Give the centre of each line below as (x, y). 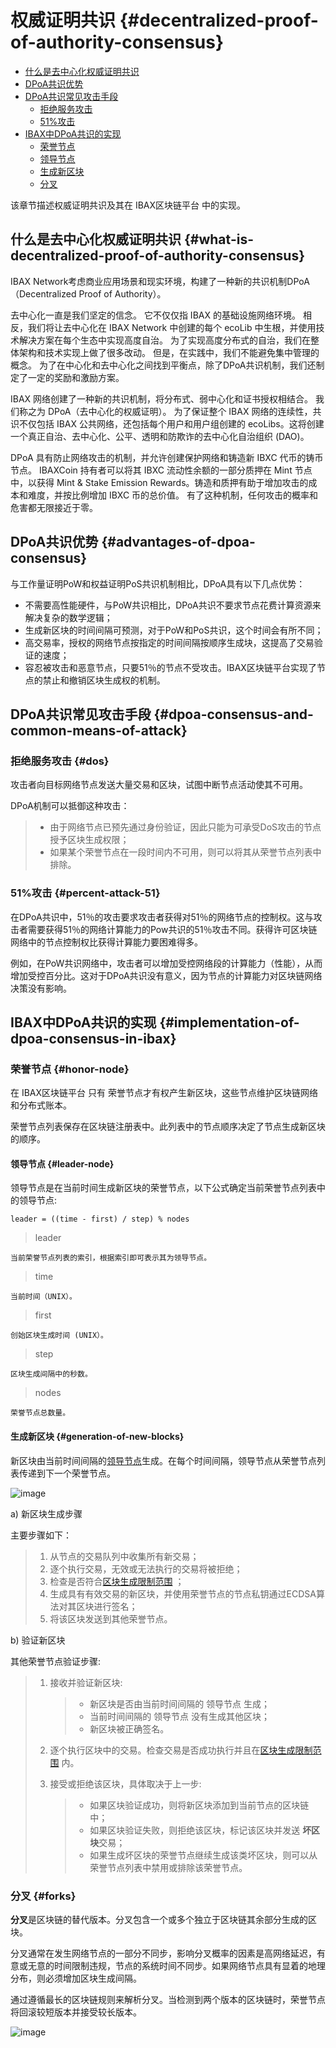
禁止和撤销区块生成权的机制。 (104, 680)
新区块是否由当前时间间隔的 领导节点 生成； (180, 1703)
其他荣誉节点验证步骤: (56, 1661)
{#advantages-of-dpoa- (178, 542)
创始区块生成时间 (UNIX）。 (59, 1336)
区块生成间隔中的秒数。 (51, 1374)
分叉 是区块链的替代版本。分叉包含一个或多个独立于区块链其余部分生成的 (159, 1919)
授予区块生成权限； (89, 840)
